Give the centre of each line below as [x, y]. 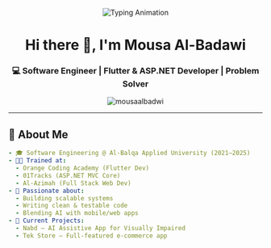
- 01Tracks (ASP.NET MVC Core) [68, 175]
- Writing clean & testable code [72, 206]
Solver [135, 84]
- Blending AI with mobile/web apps [77, 213]
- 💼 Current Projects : [46, 221]
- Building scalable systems [65, 198]
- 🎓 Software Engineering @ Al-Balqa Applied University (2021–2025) [129, 153]
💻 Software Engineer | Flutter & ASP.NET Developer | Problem [135, 71]
